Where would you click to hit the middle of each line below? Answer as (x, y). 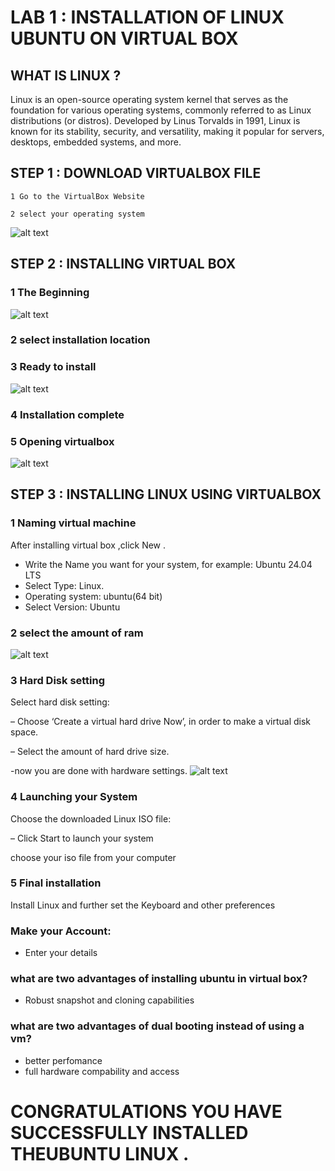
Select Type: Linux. (64, 585)
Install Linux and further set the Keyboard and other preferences (143, 905)
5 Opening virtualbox (62, 441)
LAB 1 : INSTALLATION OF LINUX (147, 17)
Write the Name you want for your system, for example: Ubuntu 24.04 (168, 564)
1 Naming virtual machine (73, 523)
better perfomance (63, 1060)
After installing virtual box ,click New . (88, 545)
